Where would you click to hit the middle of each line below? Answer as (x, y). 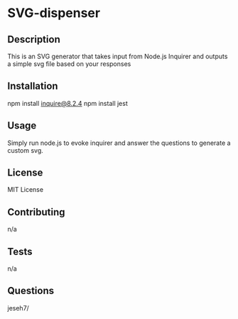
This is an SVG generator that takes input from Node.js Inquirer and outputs (118, 56)
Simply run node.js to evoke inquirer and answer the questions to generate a (119, 143)
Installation (33, 86)
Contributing (36, 212)
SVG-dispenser (54, 13)
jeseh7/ (18, 308)
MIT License (26, 190)
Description (34, 39)
